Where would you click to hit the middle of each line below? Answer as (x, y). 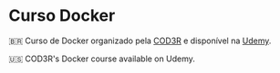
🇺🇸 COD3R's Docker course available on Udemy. (102, 59)
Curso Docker (62, 16)
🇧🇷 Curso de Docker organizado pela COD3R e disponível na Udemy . (140, 41)
